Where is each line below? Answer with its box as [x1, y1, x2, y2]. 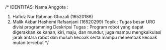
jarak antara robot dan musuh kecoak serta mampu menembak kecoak [12, 34, 158, 40]
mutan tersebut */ [12, 40, 49, 46]
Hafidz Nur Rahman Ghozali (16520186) [12, 14, 93, 19]
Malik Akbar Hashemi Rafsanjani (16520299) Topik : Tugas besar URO [12, 19, 156, 25]
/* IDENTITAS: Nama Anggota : [5, 4, 69, 10]
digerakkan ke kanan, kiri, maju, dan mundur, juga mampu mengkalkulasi [12, 29, 162, 35]
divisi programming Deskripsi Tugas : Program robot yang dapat [12, 24, 144, 30]
